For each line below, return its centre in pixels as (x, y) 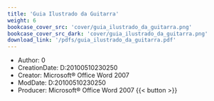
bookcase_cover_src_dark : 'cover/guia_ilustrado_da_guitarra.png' (108, 34)
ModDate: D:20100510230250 (62, 83)
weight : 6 (22, 20)
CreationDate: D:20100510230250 (68, 68)
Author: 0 (32, 60)
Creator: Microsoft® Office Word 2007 (73, 76)
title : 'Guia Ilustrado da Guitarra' (63, 14)
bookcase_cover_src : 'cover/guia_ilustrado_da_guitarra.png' (100, 27)
